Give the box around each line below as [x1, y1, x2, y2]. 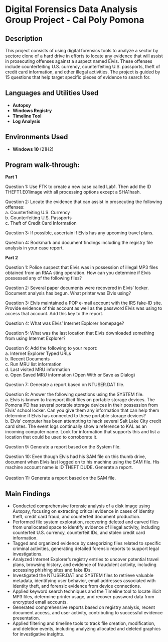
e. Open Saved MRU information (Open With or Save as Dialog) [5, 372, 135, 378]
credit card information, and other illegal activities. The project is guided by [5, 69, 160, 75]
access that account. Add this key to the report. [5, 311, 104, 317]
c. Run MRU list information [5, 361, 62, 368]
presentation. [12, 615, 40, 621]
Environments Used [5, 133, 68, 141]
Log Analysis [12, 118, 41, 124]
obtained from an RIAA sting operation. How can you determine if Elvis [5, 270, 151, 276]
